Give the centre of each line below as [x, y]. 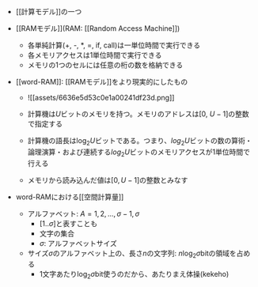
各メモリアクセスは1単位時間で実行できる [95, 55]
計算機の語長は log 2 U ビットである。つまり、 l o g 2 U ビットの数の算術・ [140, 142]
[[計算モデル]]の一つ [49, 11]
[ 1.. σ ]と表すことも [68, 223]
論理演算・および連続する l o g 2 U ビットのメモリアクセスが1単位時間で [139, 153]
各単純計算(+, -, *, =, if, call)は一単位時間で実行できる [114, 45]
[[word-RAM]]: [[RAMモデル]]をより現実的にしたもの [102, 82]
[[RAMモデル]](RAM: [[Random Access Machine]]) [98, 28]
